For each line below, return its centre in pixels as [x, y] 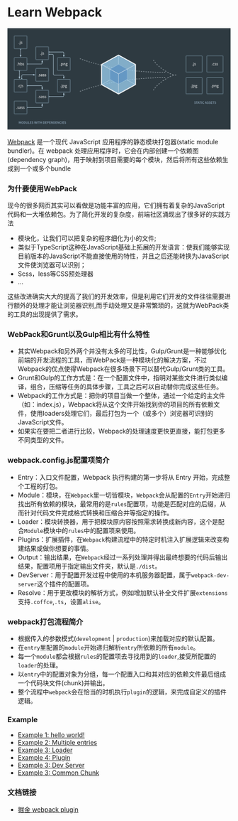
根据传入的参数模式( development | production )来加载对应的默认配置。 [118, 638]
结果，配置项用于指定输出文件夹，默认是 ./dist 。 [89, 566]
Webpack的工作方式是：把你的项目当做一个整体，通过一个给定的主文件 [121, 396]
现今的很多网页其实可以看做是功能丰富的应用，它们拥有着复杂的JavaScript [116, 205]
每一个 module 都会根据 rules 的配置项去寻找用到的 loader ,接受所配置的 [117, 656]
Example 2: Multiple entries [57, 743]
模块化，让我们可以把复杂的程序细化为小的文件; [87, 238]
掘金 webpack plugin [48, 809]
